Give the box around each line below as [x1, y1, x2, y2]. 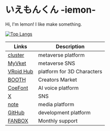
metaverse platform [38, 51, 85, 58]
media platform [38, 101, 75, 108]
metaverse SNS [38, 60, 75, 67]
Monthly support [38, 117, 78, 124]
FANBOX [8, 117, 29, 124]
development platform [38, 109, 91, 116]
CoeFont [8, 84, 28, 91]
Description [55, 43, 85, 50]
